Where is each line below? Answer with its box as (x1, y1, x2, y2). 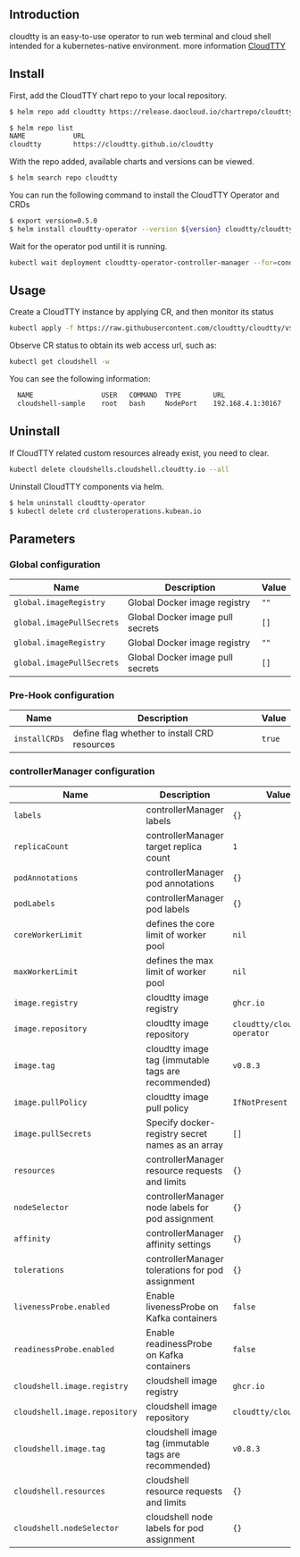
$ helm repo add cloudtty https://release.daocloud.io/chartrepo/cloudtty (9, 107, 294, 116)
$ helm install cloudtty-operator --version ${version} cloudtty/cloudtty (9, 224, 294, 233)
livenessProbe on (146, 1300, 219, 1313)
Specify (146, 1116, 179, 1129)
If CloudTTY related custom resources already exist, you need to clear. (9, 447, 270, 459)
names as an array (146, 1139, 223, 1151)
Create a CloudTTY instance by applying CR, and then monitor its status (9, 307, 274, 317)
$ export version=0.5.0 (9, 216, 98, 225)
